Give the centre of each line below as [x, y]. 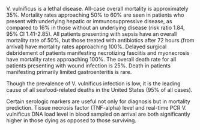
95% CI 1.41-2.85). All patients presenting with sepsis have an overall [92, 34]
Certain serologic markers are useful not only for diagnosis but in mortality [98, 101]
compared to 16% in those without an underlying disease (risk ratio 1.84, [95, 27]
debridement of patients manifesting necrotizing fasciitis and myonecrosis [98, 53]
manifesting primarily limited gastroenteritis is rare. [69, 72]
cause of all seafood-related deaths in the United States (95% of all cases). [99, 90]
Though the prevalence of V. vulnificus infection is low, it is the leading [93, 83]
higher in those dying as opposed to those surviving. [71, 120]
